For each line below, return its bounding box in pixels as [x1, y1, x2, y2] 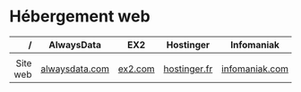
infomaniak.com [220, 63, 289, 75]
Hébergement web [9, 6, 150, 27]
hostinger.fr [163, 63, 213, 75]
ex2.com [117, 63, 155, 75]
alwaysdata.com [39, 63, 110, 75]
